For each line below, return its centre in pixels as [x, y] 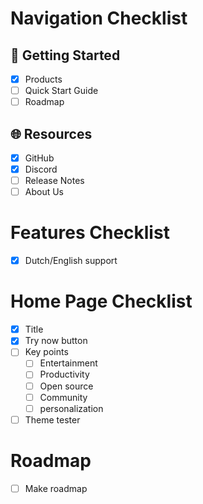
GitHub [39, 158]
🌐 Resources [51, 133]
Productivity [64, 374]
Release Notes [54, 181]
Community [63, 397]
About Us [44, 192]
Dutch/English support [71, 261]
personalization [71, 408]
